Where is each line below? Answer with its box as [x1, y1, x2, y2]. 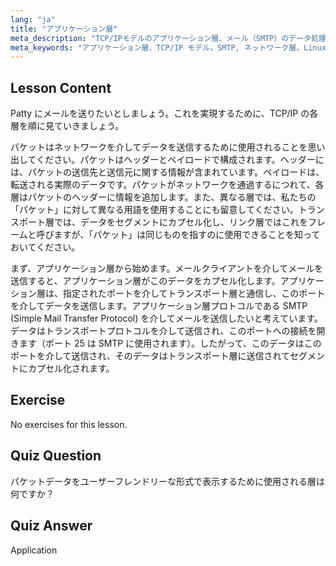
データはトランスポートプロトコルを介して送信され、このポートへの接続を [10, 325, 317, 337]
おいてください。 [10, 241, 81, 253]
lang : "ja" [10, 14, 56, 25]
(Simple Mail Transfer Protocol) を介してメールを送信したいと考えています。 [10, 312, 323, 325]
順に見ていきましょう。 [27, 120, 125, 132]
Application [10, 544, 58, 556]
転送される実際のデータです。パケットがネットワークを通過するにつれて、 [10, 179, 316, 191]
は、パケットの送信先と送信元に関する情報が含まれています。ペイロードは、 [10, 166, 325, 178]
